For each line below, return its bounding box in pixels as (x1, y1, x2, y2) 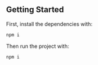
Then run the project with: (6, 43, 70, 50)
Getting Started (6, 5, 64, 15)
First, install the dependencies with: (6, 20, 93, 27)
